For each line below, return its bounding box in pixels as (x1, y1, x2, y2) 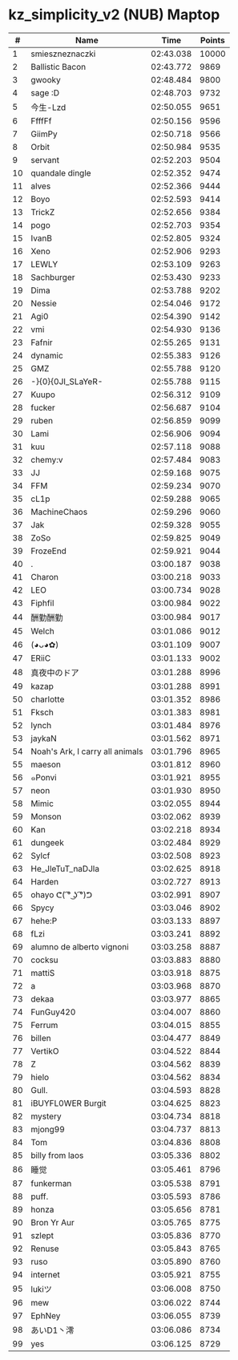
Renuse (30, 1243, 59, 1254)
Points (200, 34, 226, 46)
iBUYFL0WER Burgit (30, 1097, 107, 1108)
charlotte (30, 694, 65, 705)
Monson (30, 811, 62, 822)
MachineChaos (30, 506, 88, 517)
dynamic (30, 350, 64, 361)
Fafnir (30, 337, 54, 348)
